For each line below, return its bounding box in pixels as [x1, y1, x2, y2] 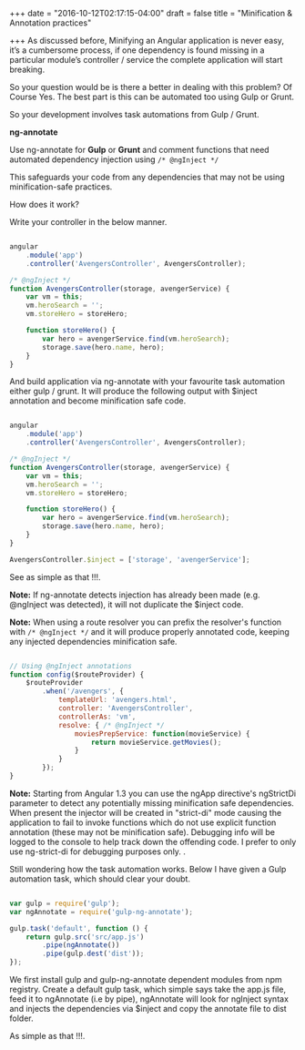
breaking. [9, 64, 46, 75]
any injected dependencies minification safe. [9, 636, 178, 647]
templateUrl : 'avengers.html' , [57, 696, 178, 705]
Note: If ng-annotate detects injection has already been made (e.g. [9, 589, 261, 600]
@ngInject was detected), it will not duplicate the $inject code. [9, 598, 244, 609]
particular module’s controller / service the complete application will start [9, 55, 283, 65]
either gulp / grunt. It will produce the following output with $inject [9, 386, 258, 397]
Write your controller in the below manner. [9, 217, 168, 227]
